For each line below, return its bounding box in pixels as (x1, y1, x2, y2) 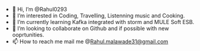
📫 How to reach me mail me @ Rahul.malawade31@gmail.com (12, 38, 169, 45)
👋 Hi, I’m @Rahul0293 (12, 6, 67, 13)
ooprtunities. (12, 31, 45, 38)
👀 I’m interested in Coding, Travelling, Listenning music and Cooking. (12, 12, 185, 19)
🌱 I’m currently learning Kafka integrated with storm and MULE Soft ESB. (12, 19, 195, 25)
